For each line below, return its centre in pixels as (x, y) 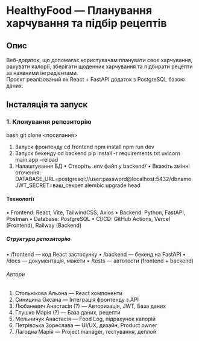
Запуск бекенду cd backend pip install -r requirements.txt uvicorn (98, 153)
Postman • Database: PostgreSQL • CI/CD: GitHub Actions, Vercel (88, 218)
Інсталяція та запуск (47, 105)
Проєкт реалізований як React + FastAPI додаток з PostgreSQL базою (96, 79)
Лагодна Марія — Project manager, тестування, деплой (86, 332)
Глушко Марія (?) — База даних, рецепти (68, 313)
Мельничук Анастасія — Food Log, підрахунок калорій (85, 319)
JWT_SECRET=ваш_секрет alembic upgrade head (77, 185)
